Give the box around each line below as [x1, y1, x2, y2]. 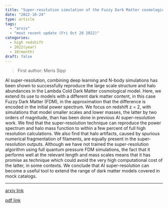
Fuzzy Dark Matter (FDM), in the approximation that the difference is [5, 99, 146, 105]
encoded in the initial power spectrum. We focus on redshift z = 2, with [5, 104, 151, 110]
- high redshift [9, 40, 43, 45]
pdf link [5, 197, 21, 203]
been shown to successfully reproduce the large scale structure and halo [5, 83, 156, 89]
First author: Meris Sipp [17, 68, 66, 74]
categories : [5, 36, 30, 41]
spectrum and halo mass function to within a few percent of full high [5, 125, 146, 131]
